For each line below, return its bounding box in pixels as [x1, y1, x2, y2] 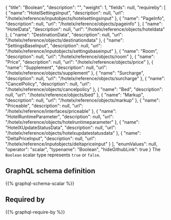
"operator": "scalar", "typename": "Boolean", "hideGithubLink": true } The [5, 146, 161, 152]
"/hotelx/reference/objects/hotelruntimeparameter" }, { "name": [5, 119, 140, 125]
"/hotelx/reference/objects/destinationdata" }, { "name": [5, 37, 124, 43]
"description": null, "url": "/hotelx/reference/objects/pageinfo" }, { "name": [5, 21, 163, 27]
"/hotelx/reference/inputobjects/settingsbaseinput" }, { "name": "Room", [5, 48, 158, 54]
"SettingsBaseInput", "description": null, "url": [5, 43, 102, 48]
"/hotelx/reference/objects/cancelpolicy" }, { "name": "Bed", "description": [5, 86, 163, 92]
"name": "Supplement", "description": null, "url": [5, 64, 107, 70]
